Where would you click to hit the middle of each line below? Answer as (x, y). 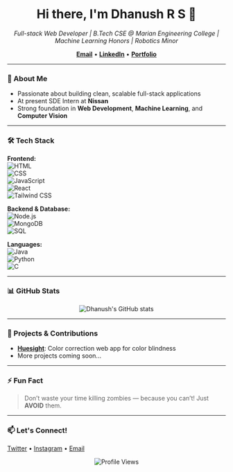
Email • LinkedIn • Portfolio (116, 54)
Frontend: (22, 158)
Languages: (25, 244)
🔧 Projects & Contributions (53, 333)
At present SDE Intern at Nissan (63, 101)
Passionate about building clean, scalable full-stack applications (109, 94)
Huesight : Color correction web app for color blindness (96, 349)
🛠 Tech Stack (31, 141)
